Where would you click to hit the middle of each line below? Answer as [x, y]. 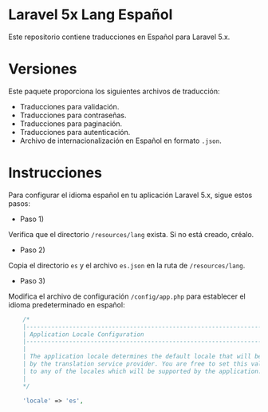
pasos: [19, 203]
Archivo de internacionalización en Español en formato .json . [120, 141]
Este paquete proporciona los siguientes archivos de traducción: [114, 91]
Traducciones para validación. [69, 106]
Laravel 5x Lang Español [91, 15]
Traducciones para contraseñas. [73, 115]
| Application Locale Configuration [84, 334]
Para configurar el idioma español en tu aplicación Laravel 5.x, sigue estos [130, 195]
